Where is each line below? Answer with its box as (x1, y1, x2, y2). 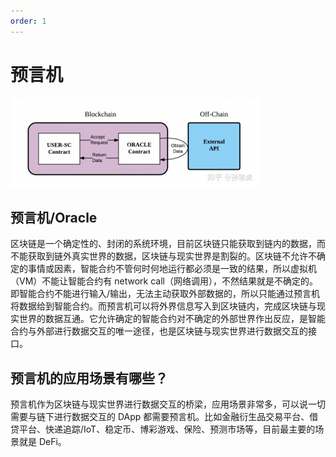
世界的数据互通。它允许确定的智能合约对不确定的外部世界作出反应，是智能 (18, 313, 326, 325)
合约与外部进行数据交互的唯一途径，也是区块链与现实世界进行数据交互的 (10, 325, 308, 337)
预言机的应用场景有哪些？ (10, 370, 168, 387)
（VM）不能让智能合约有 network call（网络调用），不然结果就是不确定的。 (10, 275, 318, 287)
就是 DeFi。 (18, 436, 67, 448)
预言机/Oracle (10, 209, 98, 226)
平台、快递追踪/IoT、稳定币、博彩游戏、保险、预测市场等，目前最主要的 (18, 423, 316, 435)
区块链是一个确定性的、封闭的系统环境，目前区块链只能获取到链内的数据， (10, 238, 317, 250)
